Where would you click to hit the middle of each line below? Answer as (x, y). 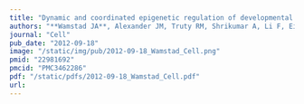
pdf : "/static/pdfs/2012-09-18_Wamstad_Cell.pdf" (105, 77)
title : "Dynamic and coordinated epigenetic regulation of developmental (152, 18)
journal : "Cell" (40, 34)
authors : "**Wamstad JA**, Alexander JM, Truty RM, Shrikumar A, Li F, (147, 26)
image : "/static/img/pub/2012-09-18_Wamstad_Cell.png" (115, 52)
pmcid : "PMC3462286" (48, 69)
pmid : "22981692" (42, 60)
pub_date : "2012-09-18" (54, 43)
